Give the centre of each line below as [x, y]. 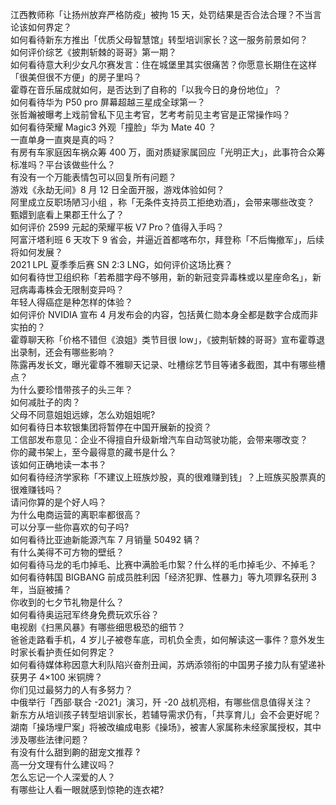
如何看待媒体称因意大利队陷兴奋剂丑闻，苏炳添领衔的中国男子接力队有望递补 [168, 664]
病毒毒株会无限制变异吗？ [71, 289]
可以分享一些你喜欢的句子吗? [70, 527]
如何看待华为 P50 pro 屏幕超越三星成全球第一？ [108, 102]
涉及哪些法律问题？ [50, 739]
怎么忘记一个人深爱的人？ [63, 777]
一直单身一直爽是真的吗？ [63, 139]
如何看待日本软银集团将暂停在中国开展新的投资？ [111, 427]
